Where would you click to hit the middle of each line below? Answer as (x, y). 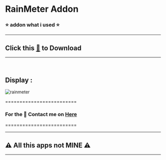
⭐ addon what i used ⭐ (33, 25)
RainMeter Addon (42, 9)
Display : (19, 80)
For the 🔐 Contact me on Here (41, 115)
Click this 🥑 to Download (43, 48)
